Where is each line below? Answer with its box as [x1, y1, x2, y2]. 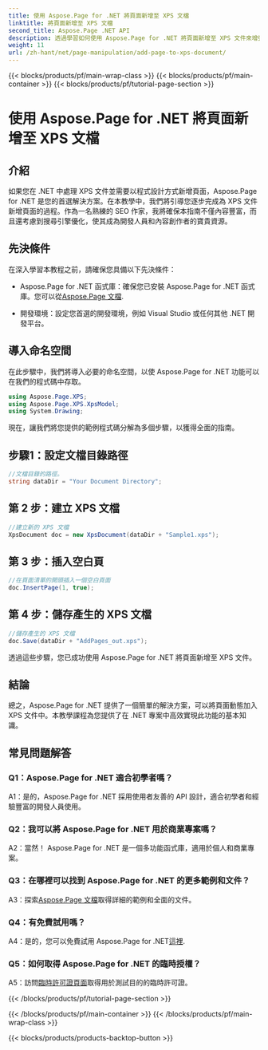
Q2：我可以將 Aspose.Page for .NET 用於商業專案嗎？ [8, 823, 218, 835]
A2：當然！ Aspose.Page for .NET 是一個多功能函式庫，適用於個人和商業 [8, 843, 248, 853]
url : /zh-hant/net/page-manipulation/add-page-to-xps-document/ [8, 49, 227, 57]
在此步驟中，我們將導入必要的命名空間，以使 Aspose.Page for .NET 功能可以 [8, 366, 260, 376]
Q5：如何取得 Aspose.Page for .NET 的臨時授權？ [8, 958, 201, 969]
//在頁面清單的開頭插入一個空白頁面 [8, 576, 111, 585]
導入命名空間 [8, 344, 72, 357]
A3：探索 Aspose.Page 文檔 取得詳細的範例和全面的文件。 [8, 894, 196, 904]
